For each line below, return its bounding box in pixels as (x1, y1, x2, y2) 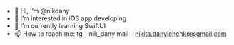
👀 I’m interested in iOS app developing (14, 14, 127, 22)
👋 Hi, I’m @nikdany (14, 7, 70, 15)
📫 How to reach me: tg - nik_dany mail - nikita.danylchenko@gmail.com (14, 30, 227, 38)
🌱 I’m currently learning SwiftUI (14, 22, 106, 30)
